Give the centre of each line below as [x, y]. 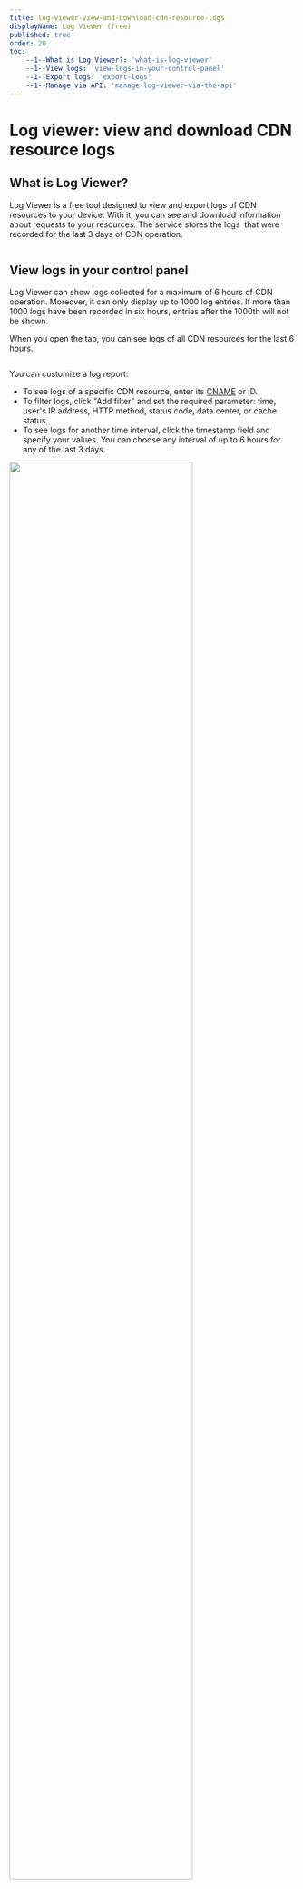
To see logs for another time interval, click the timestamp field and [146, 430]
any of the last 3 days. [64, 450]
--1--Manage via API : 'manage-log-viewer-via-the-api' [132, 85]
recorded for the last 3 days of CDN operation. [96, 234]
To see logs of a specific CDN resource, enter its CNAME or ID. [140, 392]
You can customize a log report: [69, 374]
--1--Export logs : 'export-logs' [89, 77]
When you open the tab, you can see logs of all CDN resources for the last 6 [152, 339]
